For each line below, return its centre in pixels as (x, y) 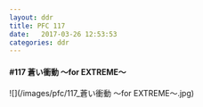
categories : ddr (39, 42)
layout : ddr (31, 17)
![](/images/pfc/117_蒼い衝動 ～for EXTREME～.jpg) (101, 94)
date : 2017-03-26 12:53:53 (63, 34)
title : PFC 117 (37, 26)
